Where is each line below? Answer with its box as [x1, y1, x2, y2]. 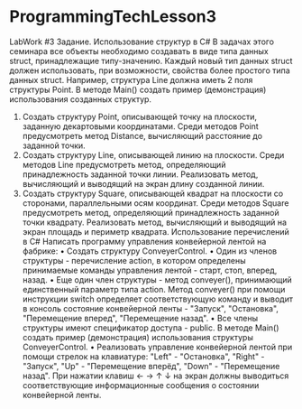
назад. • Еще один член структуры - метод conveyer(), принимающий [22, 274, 293, 285]
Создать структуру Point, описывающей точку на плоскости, [22, 111, 258, 122]
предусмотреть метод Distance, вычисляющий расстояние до [22, 130, 263, 141]
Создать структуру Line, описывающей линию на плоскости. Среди [22, 149, 285, 160]
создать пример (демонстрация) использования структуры [22, 331, 254, 342]
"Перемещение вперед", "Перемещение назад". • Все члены [22, 312, 259, 323]
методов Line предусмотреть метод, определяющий [22, 159, 226, 170]
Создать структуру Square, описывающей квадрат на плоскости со [22, 188, 284, 199]
